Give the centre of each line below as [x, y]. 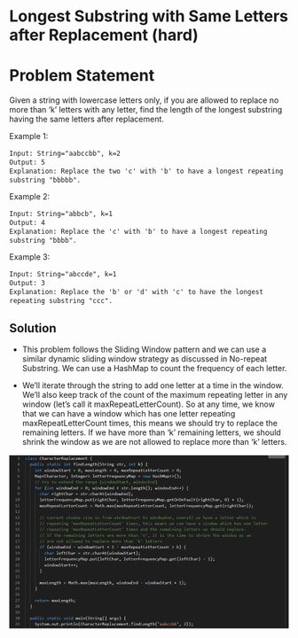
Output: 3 [27, 284]
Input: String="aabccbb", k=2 [65, 154]
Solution [33, 328]
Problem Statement [82, 76]
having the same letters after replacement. [86, 119]
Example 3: [30, 257]
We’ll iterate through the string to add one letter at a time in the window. [153, 385]
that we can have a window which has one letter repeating [129, 413]
